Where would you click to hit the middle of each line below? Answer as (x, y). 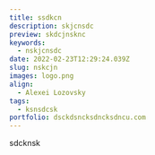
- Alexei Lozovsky (52, 92)
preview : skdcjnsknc (48, 34)
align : (22, 84)
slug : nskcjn (34, 68)
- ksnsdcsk (38, 109)
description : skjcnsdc (52, 26)
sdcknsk (25, 143)
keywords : (28, 43)
